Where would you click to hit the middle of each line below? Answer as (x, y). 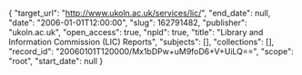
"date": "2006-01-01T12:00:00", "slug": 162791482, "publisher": (128, 23)
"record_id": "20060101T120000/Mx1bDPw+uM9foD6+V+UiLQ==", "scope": (151, 52)
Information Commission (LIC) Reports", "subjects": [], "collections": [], (141, 42)
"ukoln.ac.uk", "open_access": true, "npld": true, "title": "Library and (136, 32)
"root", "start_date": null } (56, 61)
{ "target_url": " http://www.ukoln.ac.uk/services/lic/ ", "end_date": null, (140, 13)
